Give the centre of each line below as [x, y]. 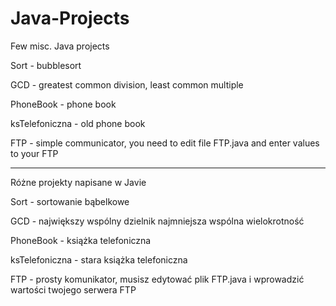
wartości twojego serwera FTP [73, 289]
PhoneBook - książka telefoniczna [81, 240]
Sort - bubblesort [46, 65]
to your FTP [34, 153]
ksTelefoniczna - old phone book [78, 123]
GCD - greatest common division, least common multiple [127, 84]
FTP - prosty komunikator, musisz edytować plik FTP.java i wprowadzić [157, 279]
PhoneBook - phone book [63, 104]
